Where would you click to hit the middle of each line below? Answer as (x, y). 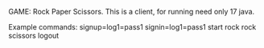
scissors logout (34, 36)
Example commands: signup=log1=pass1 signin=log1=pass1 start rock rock (132, 27)
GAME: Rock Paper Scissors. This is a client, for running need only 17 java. (132, 12)
